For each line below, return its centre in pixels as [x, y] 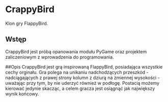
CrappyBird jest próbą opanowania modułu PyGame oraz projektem [76, 51]
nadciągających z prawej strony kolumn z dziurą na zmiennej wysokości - [82, 78]
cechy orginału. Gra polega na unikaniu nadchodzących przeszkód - [77, 72]
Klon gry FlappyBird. [27, 23]
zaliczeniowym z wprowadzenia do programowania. [60, 57]
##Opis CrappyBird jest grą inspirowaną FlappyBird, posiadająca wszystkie [84, 66]
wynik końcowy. [22, 94]
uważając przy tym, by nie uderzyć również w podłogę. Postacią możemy [82, 83]
